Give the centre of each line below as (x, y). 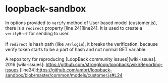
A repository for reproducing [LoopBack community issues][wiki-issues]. (81, 59)
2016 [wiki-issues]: (25, 64)
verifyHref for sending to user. (37, 33)
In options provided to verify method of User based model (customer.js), (81, 23)
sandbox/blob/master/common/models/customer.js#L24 (64, 75)
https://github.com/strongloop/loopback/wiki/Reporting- (104, 64)
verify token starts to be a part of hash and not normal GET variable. (76, 49)
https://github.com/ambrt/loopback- (75, 70)
